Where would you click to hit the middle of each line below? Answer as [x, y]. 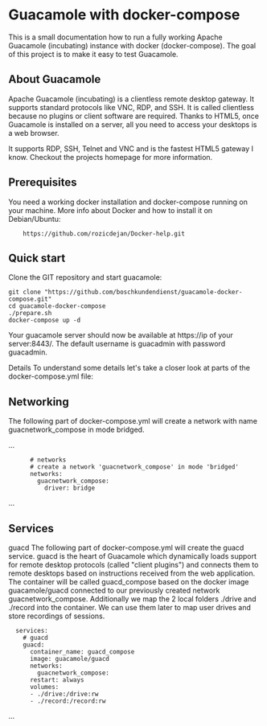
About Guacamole [55, 79]
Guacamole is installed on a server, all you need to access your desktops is [133, 124]
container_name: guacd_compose [82, 652]
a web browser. [34, 133]
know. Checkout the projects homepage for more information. [111, 157]
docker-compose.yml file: [51, 376]
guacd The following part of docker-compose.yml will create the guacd [126, 548]
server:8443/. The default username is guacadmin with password [117, 344]
